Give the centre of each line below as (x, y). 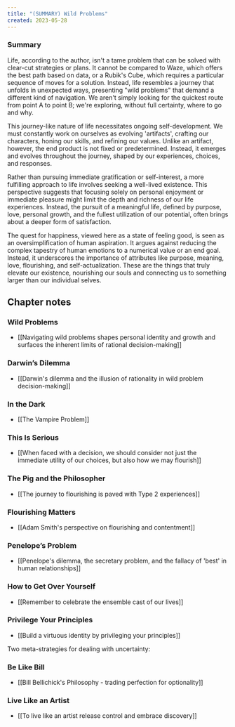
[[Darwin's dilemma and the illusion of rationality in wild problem (110, 378)
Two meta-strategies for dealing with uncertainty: (79, 649)
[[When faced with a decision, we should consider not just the (107, 453)
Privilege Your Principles (50, 620)
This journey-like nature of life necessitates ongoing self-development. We (115, 126)
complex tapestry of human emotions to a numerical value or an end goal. (114, 250)
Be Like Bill (26, 667)
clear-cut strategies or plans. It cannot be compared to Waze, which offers (115, 67)
